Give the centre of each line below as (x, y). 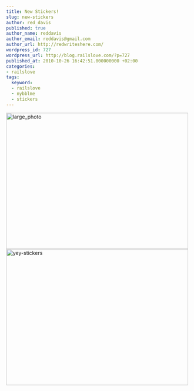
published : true (26, 28)
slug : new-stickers (30, 17)
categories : (21, 66)
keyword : (22, 83)
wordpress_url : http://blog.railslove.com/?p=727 (68, 55)
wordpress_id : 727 (29, 50)
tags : (13, 77)
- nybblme (23, 94)
